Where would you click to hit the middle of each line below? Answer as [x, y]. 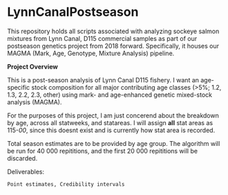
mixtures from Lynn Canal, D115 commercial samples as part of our [102, 38]
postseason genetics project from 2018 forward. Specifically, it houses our [113, 46]
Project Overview [33, 66]
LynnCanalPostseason [73, 12]
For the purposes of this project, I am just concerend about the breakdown [113, 115]
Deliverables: [26, 171]
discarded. [22, 158]
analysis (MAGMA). [35, 102]
